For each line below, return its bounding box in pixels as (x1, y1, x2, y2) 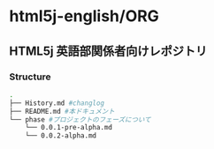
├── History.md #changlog (9, 99, 104, 108)
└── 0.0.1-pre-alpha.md (25, 123, 113, 132)
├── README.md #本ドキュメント (9, 107, 115, 115)
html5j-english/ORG (9, 6, 159, 26)
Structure (9, 71, 51, 83)
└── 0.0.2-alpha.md (25, 131, 97, 140)
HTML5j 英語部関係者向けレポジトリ (9, 43, 208, 58)
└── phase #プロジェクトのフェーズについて (9, 115, 152, 124)
